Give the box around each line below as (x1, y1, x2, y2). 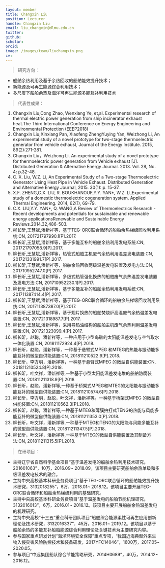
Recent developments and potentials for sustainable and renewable (12, 211, 149, 217)
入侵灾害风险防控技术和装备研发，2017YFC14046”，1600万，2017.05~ (17, 539, 160, 545)
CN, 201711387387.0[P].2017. (18, 304, 77, 310)
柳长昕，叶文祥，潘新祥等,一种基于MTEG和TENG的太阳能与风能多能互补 (12, 420, 159, 426)
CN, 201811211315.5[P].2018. (18, 438, 76, 444)
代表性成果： (17, 101, 44, 106)
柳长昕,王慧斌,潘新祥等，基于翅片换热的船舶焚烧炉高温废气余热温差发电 (12, 310, 158, 316)
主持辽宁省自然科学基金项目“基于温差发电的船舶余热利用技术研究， (12, 459, 148, 465)
